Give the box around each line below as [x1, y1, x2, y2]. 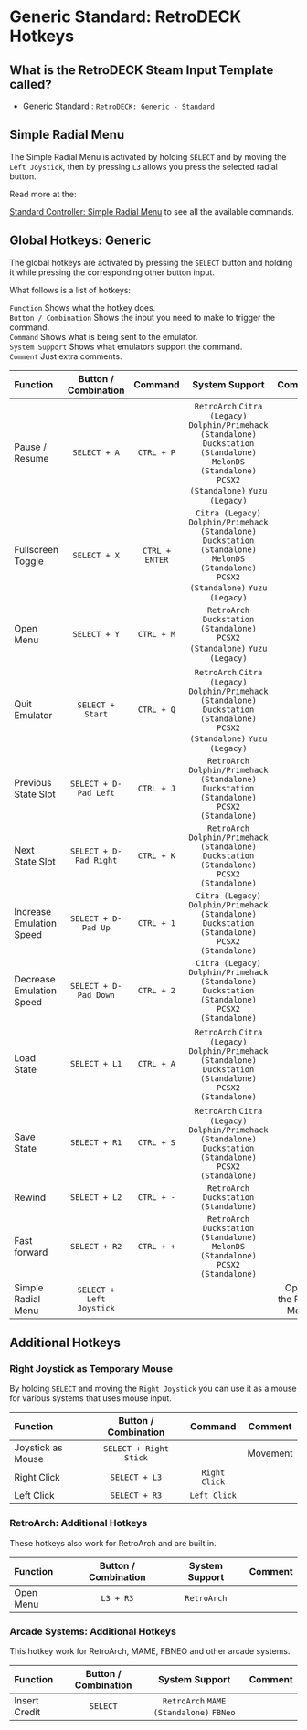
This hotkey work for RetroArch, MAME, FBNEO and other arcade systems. [9, 1645, 291, 1656]
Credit [14, 1705, 41, 1718]
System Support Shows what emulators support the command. [9, 341, 243, 352]
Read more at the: [9, 188, 77, 199]
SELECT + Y [72, 629, 121, 639]
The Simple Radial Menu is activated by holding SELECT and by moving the [9, 151, 287, 162]
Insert [14, 1693, 39, 1706]
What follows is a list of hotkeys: [9, 284, 131, 295]
